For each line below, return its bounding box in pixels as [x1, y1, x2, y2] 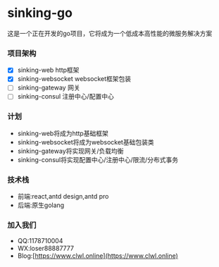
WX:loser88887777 [17, 244, 74, 253]
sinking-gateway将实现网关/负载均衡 [17, 147, 125, 155]
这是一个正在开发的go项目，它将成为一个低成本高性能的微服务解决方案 [7, 29, 213, 37]
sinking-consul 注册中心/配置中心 [17, 92, 114, 101]
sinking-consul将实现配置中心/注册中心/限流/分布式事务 [17, 155, 179, 163]
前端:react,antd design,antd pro [17, 192, 109, 201]
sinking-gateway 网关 [17, 83, 80, 92]
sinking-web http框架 [17, 66, 80, 75]
